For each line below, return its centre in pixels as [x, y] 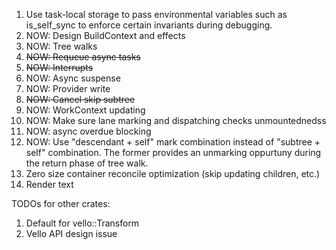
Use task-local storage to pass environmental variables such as [156, 14]
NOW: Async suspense [73, 78]
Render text [49, 184]
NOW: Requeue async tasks [83, 57]
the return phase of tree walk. [87, 163]
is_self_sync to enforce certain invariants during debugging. [149, 25]
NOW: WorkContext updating [85, 110]
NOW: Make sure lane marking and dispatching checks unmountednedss [176, 120]
